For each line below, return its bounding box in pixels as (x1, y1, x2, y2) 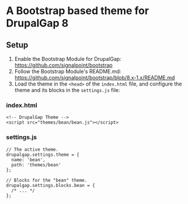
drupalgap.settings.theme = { (6, 151, 80, 158)
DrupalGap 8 (6, 16, 69, 30)
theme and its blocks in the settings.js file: (14, 87, 120, 93)
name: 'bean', (11, 157, 46, 162)
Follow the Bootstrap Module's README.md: (14, 68, 121, 74)
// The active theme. (6, 147, 59, 152)
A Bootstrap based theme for (6, 4, 149, 18)
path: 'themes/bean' (11, 162, 61, 168)
